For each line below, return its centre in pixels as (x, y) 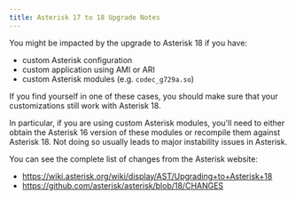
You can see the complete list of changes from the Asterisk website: (134, 159)
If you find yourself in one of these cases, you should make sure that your (144, 96)
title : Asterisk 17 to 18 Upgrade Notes (85, 17)
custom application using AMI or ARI (88, 69)
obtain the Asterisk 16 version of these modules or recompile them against (145, 132)
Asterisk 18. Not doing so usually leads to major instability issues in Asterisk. (148, 141)
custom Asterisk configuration (77, 60)
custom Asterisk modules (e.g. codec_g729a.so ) (108, 79)
